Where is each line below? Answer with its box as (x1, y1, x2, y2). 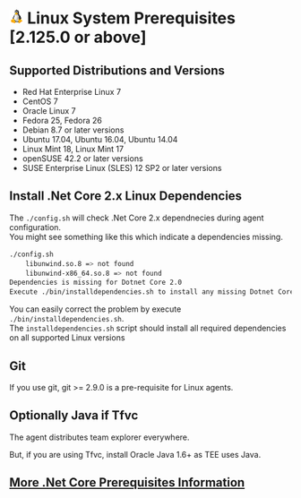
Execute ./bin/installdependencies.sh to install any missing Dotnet (9, 288, 275, 296)
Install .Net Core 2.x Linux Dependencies (9, 188, 243, 204)
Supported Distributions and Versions (9, 63, 226, 78)
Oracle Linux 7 (21, 106, 76, 116)
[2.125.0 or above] (9, 27, 147, 47)
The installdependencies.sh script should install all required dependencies (9, 322, 287, 334)
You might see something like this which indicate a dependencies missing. (9, 231, 284, 242)
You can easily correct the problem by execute (9, 304, 182, 314)
